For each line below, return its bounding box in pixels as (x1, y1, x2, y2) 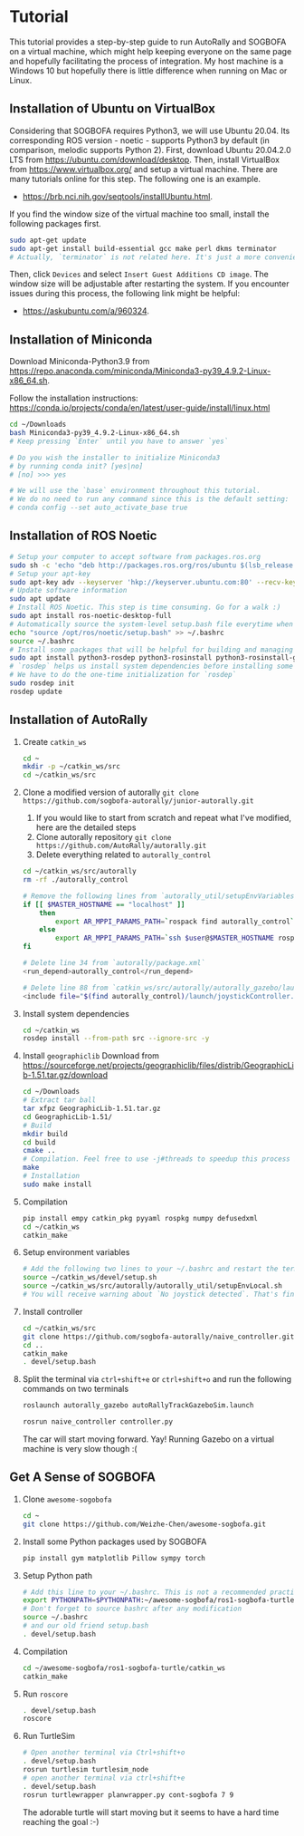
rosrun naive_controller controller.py (22, 1417, 174, 1426)
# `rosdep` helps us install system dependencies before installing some (9, 662, 294, 672)
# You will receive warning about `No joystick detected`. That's (22, 1290, 279, 1300)
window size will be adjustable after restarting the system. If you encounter (9, 278, 290, 289)
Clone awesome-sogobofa (22, 1493, 112, 1504)
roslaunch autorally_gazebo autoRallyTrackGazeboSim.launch (22, 1401, 254, 1410)
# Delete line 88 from (22, 983, 109, 992)
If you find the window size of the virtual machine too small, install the (9, 208, 270, 219)
